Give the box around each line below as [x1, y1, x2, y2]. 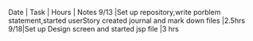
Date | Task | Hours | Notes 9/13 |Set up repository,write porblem [8, 8, 221, 17]
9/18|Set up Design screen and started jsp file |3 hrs [8, 24, 179, 33]
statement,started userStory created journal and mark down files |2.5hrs [8, 16, 245, 25]
